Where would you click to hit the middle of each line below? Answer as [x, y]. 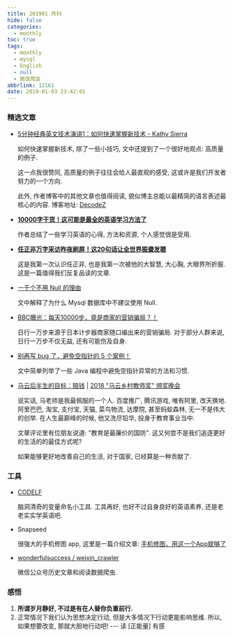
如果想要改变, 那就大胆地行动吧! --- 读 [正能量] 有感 [91, 626]
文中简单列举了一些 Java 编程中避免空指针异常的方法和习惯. [103, 371]
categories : [24, 27]
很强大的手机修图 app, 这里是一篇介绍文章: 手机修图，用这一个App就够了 [122, 543]
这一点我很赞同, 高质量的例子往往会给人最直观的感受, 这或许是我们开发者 [122, 173]
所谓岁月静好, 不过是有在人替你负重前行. [75, 608]
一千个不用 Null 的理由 [49, 288]
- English [28, 66]
